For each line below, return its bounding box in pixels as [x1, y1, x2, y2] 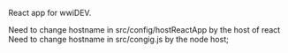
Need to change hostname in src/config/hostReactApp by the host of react [8, 25, 281, 34]
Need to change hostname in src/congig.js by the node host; [8, 34, 229, 44]
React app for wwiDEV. [8, 8, 92, 18]
